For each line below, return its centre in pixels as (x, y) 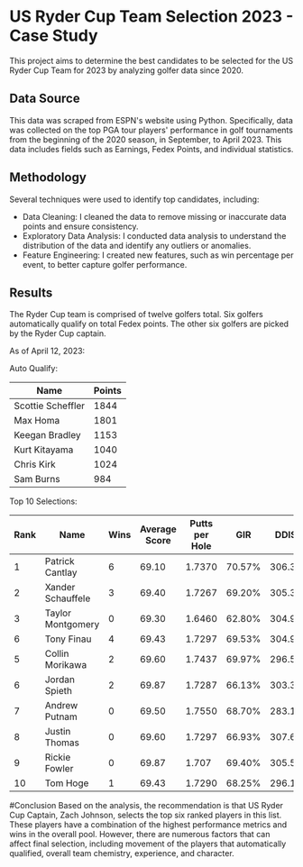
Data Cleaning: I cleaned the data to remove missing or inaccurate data (154, 216)
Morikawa (66, 665)
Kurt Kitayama (44, 450)
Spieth (58, 691)
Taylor (58, 613)
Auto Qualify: (34, 369)
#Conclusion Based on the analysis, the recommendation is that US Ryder (147, 806)
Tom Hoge (67, 783)
